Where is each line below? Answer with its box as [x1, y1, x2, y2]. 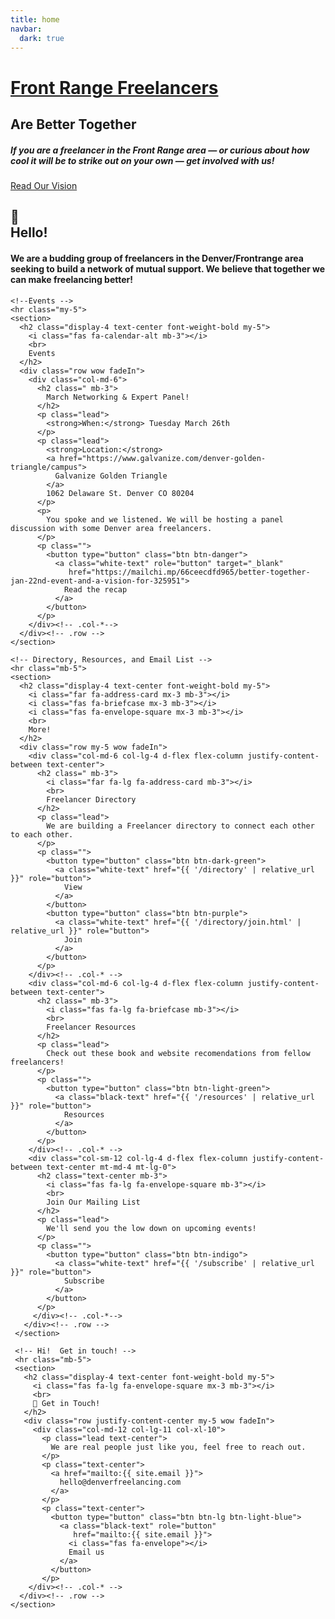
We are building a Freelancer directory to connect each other [46, 821, 315, 831]
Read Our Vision [10, 179, 78, 191]
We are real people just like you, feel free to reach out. [50, 1442, 307, 1452]
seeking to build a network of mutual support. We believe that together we [10, 262, 326, 275]
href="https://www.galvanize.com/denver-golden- [59, 453, 267, 463]
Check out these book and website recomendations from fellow [46, 1048, 311, 1058]
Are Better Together [10, 116, 137, 133]
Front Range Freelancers [10, 76, 219, 99]
